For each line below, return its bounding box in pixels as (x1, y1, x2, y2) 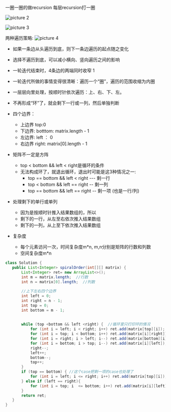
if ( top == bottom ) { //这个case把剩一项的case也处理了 (21, 369, 134, 374)
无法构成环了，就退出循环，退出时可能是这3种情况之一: (20, 169, 136, 175)
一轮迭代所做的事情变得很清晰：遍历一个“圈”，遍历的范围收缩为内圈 (12, 78, 155, 84)
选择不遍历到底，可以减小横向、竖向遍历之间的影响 (12, 57, 120, 63)
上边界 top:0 (20, 122, 46, 127)
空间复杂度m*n (20, 250, 52, 256)
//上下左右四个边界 (21, 289, 56, 294)
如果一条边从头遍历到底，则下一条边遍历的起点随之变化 (12, 46, 129, 52)
